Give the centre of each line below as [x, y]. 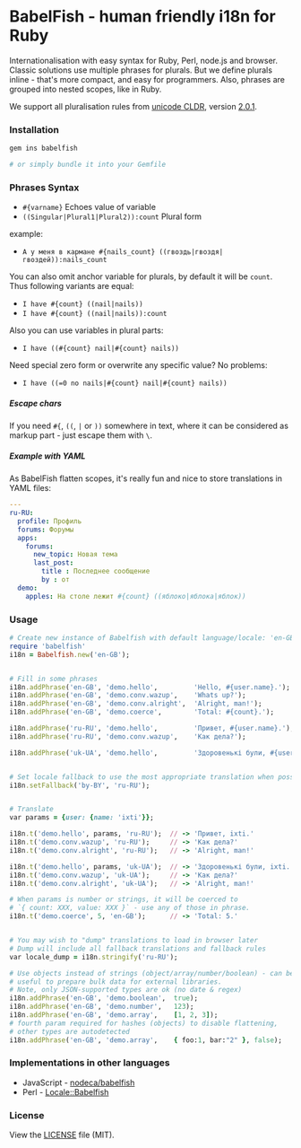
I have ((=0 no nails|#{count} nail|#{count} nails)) [125, 383]
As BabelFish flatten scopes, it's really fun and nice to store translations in [146, 478]
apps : [28, 538]
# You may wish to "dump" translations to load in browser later [133, 941]
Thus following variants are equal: [72, 286]
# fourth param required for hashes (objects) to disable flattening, [144, 1023]
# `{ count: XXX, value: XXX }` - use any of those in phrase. [130, 908]
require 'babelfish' [48, 646]
